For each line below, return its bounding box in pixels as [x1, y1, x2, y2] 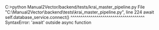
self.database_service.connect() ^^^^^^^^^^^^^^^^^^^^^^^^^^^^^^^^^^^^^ [5, 15, 145, 20]
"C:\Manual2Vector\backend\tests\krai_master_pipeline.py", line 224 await [5, 9, 154, 15]
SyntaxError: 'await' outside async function [5, 19, 91, 25]
